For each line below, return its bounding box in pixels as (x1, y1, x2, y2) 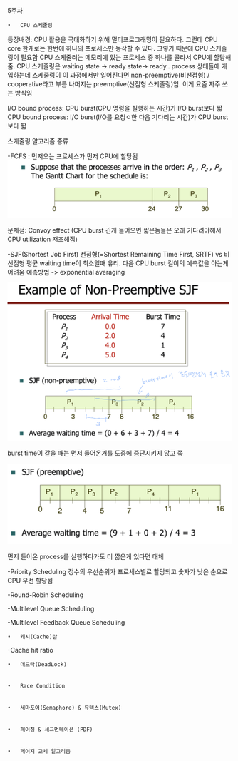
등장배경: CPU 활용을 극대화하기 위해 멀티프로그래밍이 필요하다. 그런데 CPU (7, 35, 219, 44)
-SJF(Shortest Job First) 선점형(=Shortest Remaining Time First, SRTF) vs (7, 250, 223, 259)
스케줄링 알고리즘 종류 (7, 137, 69, 145)
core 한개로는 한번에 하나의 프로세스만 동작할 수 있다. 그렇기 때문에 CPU (7, 44, 209, 52)
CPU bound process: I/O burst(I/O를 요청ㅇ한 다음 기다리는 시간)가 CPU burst (7, 113, 229, 121)
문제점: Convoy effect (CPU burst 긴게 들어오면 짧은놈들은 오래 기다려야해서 (7, 226, 222, 235)
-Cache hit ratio (7, 646, 53, 655)
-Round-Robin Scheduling (7, 591, 84, 599)
